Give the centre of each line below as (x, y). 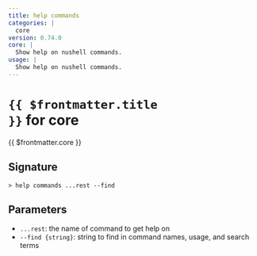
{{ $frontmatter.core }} (45, 142)
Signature (33, 167)
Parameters (38, 210)
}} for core (44, 120)
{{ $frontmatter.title (83, 104)
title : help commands (44, 15)
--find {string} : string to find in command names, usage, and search (134, 237)
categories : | (32, 23)
